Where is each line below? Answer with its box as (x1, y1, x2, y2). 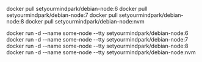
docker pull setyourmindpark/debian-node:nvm (25, 18, 145, 25)
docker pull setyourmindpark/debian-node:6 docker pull (6, 5, 148, 12)
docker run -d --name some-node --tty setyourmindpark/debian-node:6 (6, 29, 189, 37)
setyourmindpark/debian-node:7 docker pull (6, 11, 118, 19)
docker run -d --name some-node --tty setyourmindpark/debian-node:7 (6, 36, 188, 43)
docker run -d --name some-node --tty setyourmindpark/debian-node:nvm (6, 49, 197, 56)
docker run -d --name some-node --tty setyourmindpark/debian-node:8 (6, 42, 189, 49)
